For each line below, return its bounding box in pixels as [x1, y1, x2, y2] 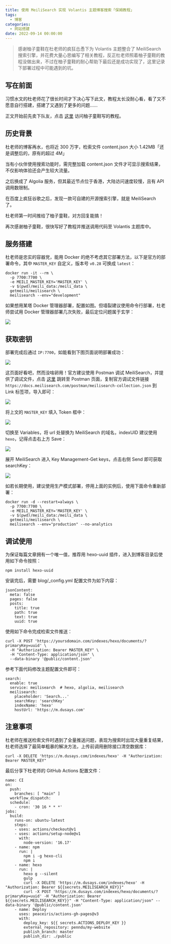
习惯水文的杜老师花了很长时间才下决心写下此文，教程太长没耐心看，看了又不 [5, 95, 166, 102]
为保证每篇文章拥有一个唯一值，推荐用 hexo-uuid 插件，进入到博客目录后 [5, 551, 159, 558]
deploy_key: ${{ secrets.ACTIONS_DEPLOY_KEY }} [23, 920, 126, 925]
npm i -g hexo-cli [23, 853, 63, 858]
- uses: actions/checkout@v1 [14, 826, 76, 832]
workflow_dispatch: [10, 795, 51, 800]
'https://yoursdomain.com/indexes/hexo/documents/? [35, 639, 147, 644]
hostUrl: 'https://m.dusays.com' [14, 708, 85, 713]
